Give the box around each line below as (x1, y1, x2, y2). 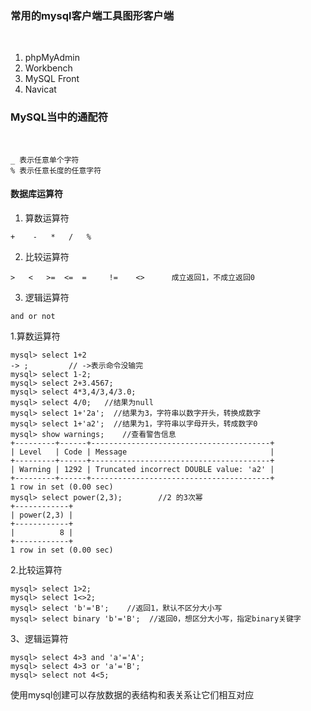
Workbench (24, 62, 73, 74)
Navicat (24, 83, 57, 96)
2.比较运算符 (10, 563, 63, 576)
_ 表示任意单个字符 (10, 155, 80, 165)
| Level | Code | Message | (10, 447, 275, 457)
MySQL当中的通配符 (10, 110, 109, 124)
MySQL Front (24, 73, 80, 85)
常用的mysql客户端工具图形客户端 (10, 8, 175, 22)
